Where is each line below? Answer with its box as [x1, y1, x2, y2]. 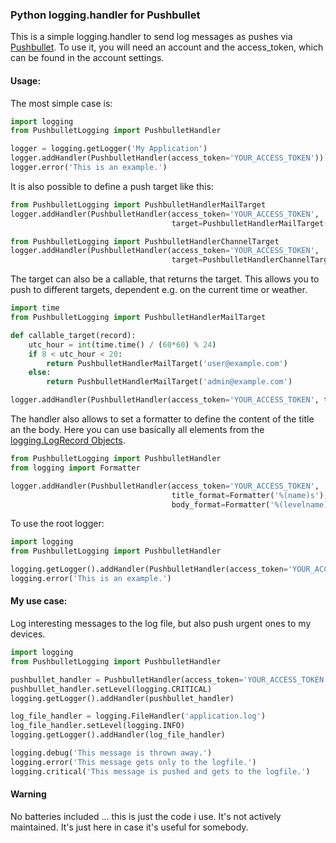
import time [10, 303, 60, 313]
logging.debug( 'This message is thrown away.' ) [10, 748, 213, 758]
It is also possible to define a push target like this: [10, 180, 214, 192]
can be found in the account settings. [10, 52, 165, 64]
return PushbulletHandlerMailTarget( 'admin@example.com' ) [46, 377, 293, 387]
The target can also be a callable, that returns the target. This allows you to [10, 273, 320, 285]
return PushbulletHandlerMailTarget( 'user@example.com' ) [46, 358, 288, 368]
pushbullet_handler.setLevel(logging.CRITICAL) [10, 684, 213, 694]
